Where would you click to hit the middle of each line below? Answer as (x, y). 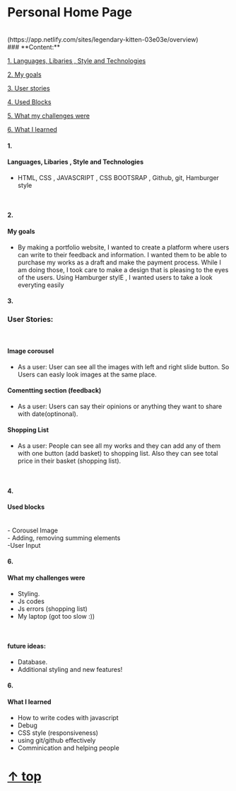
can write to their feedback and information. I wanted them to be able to (122, 254)
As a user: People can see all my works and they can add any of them (119, 446)
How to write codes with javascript (68, 717)
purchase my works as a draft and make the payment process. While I (119, 262)
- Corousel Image (33, 530)
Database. (33, 662)
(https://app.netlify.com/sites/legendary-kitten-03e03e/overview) (103, 39)
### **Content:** (34, 47)
